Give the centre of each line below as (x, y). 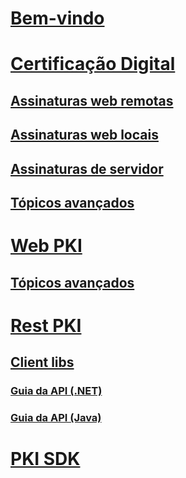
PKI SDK (45, 459)
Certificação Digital (93, 64)
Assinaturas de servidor (87, 168)
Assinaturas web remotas (92, 100)
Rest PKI (46, 325)
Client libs (42, 362)
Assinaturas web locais (84, 135)
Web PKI (46, 246)
